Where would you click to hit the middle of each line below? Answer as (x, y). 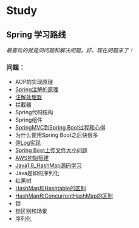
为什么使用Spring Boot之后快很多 (56, 135)
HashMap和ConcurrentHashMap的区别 (64, 196)
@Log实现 (28, 143)
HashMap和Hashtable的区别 (50, 188)
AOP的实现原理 (34, 82)
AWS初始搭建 (32, 158)
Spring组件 (29, 120)
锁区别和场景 (31, 211)
